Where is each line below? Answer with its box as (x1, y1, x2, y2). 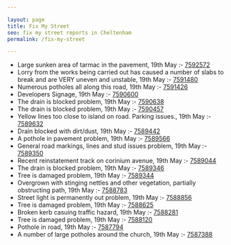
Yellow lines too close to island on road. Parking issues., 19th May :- (17, 112, 212, 121)
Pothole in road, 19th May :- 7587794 (17, 223, 123, 231)
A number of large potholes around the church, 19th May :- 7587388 (17, 230, 213, 239)
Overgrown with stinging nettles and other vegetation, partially (17, 178, 196, 187)
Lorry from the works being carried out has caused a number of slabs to (17, 68, 224, 76)
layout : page (7, 16, 45, 23)
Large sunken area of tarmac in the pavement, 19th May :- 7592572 (17, 60, 210, 69)
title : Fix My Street (7, 22, 70, 30)
